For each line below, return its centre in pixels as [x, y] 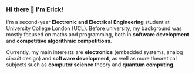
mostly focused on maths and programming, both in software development [98, 35]
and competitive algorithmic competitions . [59, 41]
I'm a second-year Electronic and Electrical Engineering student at [88, 22]
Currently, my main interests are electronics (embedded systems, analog [95, 52]
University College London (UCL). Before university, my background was [94, 28]
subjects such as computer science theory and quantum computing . [90, 65]
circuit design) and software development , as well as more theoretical [92, 59]
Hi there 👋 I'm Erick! [35, 9]
